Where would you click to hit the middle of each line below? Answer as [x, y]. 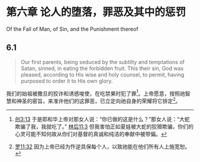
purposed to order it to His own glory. [67, 81]
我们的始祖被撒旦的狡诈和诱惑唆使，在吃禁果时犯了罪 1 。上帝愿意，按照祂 [96, 93]
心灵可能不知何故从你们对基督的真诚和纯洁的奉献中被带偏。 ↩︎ [91, 134]
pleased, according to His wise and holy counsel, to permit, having [102, 74]
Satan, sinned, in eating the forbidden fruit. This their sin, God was [102, 68]
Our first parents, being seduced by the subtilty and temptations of [103, 62]
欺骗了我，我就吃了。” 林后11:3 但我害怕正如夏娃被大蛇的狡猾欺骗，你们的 [104, 127]
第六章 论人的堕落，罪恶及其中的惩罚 [96, 12]
